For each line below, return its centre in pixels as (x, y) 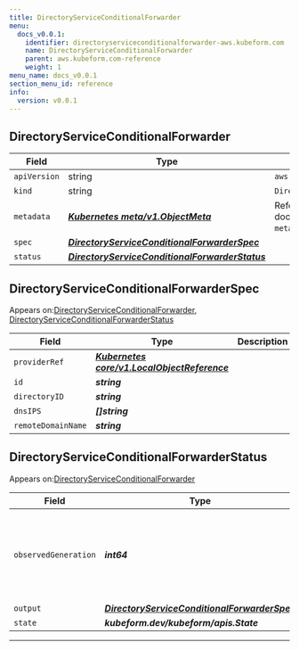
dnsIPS (28, 411)
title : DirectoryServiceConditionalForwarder (95, 17)
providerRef (39, 362)
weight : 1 (44, 68)
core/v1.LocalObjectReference (162, 368)
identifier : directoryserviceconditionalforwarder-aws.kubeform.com (155, 42)
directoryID (39, 396)
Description (263, 341)
